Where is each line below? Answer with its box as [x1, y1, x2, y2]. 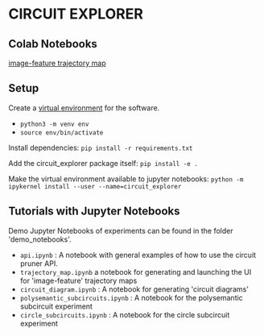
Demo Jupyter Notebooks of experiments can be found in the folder [8, 226, 233, 235]
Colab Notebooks [8, 37, 98, 51]
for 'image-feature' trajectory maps [19, 276, 138, 285]
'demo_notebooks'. [8, 234, 72, 244]
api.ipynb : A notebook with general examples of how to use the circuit [19, 250, 256, 259]
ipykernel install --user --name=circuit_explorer [8, 182, 182, 190]
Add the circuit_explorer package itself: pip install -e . [8, 158, 199, 168]
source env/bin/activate [19, 128, 104, 137]
